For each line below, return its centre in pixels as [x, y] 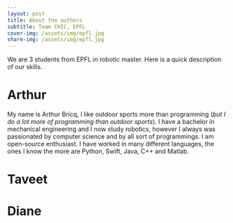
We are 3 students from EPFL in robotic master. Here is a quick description [114, 59]
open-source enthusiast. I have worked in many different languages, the [111, 144]
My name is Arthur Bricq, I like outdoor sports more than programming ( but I [116, 114]
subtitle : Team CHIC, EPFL [46, 26]
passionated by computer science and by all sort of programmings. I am [111, 137]
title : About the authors [45, 20]
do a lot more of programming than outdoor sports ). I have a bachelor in [111, 122]
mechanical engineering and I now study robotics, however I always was [112, 129]
